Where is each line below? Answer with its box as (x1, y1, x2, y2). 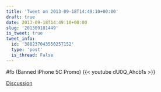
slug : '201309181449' (6, 25, 59, 31)
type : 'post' (11, 47, 43, 53)
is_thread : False (11, 52, 54, 58)
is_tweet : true (6, 30, 43, 36)
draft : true (6, 14, 35, 20)
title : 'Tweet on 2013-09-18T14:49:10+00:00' (6, 8, 118, 15)
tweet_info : (6, 36, 35, 42)
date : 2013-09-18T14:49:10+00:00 (6, 19, 87, 25)
